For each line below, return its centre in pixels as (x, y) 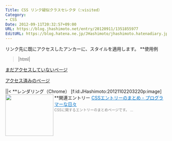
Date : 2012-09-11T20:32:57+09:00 (41, 24)
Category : (16, 15)
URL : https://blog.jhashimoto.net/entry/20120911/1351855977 (72, 29)
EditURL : (15, 34)
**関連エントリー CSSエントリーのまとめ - (99, 98)
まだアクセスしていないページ (37, 70)
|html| (24, 59)
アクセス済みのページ (28, 80)
